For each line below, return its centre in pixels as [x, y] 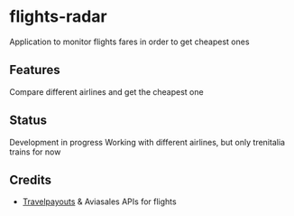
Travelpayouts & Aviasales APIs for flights [100, 202]
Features [35, 70]
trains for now [35, 152]
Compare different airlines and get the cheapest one [107, 91]
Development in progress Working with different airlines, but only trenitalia [147, 142]
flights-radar [58, 17]
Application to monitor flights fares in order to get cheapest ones [129, 42]
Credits [31, 179]
